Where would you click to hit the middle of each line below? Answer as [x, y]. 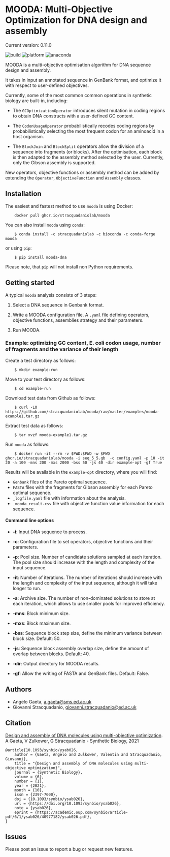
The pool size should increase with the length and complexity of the [83, 562]
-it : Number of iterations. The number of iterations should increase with [87, 577]
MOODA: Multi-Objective [59, 9]
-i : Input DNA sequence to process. [50, 532]
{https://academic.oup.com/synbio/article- [81, 812]
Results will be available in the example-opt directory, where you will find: [81, 472]
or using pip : [19, 248]
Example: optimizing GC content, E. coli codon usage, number [83, 343]
